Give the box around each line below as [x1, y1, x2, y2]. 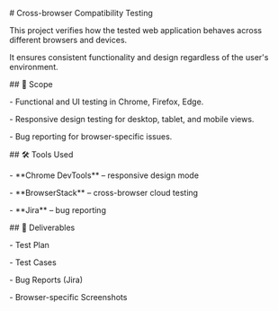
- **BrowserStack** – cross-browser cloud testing [9, 188, 199, 198]
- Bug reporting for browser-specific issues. [9, 131, 173, 142]
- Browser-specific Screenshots [9, 292, 128, 302]
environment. [9, 62, 58, 72]
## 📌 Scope [9, 79, 53, 89]
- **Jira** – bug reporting [9, 205, 106, 215]
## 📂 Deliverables [9, 222, 76, 233]
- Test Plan [9, 240, 49, 250]
